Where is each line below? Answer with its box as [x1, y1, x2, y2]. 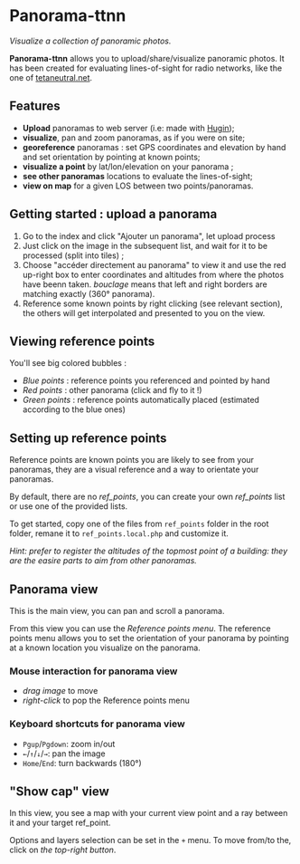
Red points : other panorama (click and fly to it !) [22, 385, 202, 396]
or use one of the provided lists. [9, 501, 128, 512]
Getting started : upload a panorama [9, 206, 218, 222]
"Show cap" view [9, 783, 110, 799]
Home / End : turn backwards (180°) [22, 757, 142, 768]
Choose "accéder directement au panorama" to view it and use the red [22, 259, 286, 270]
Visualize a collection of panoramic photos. [9, 35, 172, 46]
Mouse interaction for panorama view [9, 665, 178, 677]
